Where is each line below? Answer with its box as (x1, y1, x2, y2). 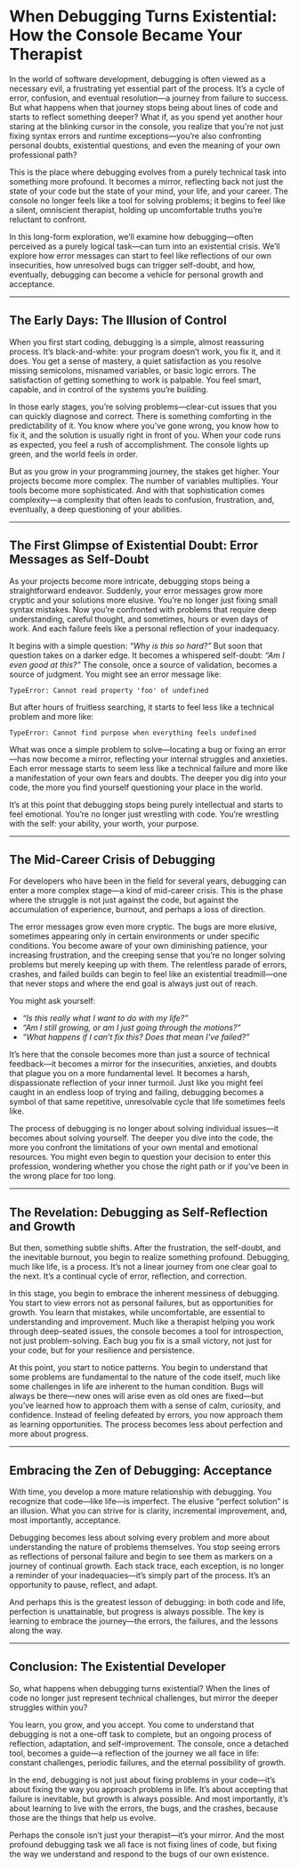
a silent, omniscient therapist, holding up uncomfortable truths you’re (9, 204, 263, 215)
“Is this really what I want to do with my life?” (21, 1013, 189, 1024)
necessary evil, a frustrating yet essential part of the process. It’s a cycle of (9, 83, 285, 94)
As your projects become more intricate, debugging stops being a (9, 575, 251, 586)
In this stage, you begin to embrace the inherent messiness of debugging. (9, 1288, 280, 1299)
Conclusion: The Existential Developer (9, 1659, 227, 1675)
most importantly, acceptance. (9, 1515, 122, 1526)
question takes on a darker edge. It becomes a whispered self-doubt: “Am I (9, 649, 285, 661)
